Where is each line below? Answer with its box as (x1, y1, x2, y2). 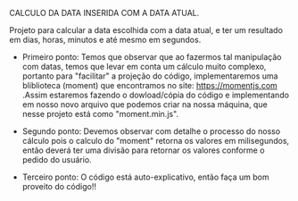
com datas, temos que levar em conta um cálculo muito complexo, (21, 62, 267, 71)
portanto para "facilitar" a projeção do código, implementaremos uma (21, 71, 278, 81)
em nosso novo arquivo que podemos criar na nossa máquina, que (21, 99, 268, 110)
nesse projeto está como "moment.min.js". (21, 109, 179, 119)
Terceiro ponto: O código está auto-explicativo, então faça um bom (21, 172, 269, 182)
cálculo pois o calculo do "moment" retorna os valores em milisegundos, (21, 136, 290, 146)
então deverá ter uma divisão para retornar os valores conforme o (21, 145, 265, 155)
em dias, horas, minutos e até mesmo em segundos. (9, 35, 202, 45)
